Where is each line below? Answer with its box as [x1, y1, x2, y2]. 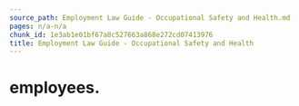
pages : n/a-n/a [9, 22, 67, 31]
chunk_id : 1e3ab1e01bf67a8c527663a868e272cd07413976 [9, 30, 214, 39]
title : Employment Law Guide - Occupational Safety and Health [9, 38, 254, 48]
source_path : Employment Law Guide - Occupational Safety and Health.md [9, 13, 291, 23]
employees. [9, 78, 100, 98]
